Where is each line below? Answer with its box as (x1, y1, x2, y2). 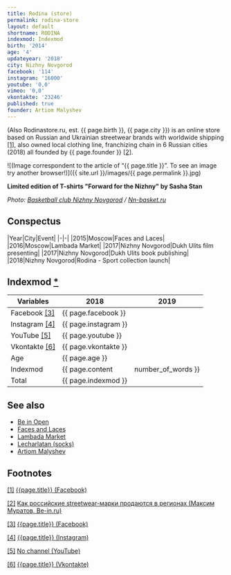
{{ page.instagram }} (62, 319, 128, 329)
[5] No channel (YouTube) (7, 547, 81, 555)
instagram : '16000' (7, 74, 64, 82)
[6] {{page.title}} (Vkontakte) (7, 560, 89, 568)
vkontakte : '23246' (7, 94, 64, 101)
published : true (7, 100, 54, 107)
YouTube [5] (10, 330, 51, 340)
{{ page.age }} (62, 353, 108, 363)
